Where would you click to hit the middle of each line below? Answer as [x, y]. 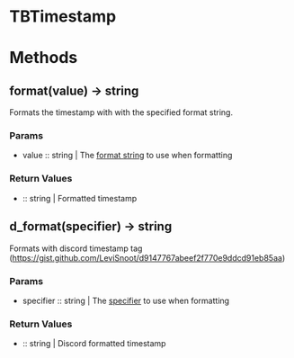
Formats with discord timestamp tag [76, 248]
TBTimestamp [63, 17]
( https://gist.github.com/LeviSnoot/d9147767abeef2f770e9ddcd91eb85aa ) [147, 257]
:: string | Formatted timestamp [80, 198]
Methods [44, 58]
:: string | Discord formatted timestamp [94, 344]
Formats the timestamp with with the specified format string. [121, 112]
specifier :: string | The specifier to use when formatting [126, 300]
